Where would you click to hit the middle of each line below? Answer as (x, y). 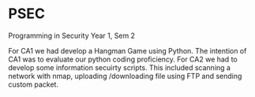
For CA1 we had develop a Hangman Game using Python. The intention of (127, 50)
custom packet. (34, 84)
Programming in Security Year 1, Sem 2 (72, 35)
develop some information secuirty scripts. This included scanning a (120, 67)
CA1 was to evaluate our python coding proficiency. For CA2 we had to (123, 59)
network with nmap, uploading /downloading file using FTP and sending (125, 76)
